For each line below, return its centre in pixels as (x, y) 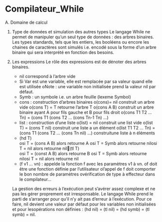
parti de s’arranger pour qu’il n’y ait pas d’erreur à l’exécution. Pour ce (82, 199)
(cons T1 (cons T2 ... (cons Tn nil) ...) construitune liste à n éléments (87, 133)
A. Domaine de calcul (26, 22)
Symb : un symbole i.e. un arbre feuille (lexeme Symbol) (75, 97)
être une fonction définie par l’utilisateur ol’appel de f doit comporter (88, 169)
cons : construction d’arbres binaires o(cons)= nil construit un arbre (87, 102)
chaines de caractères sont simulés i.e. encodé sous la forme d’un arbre (84, 47)
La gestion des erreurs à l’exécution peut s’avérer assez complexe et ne (84, 189)
